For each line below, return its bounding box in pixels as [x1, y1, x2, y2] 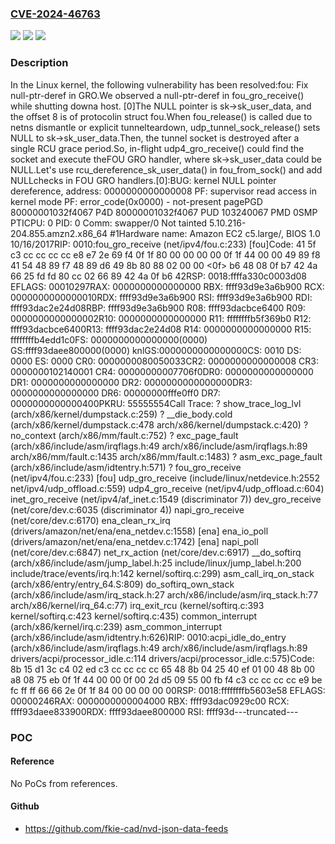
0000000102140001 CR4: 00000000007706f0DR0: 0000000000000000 [10, 365, 314, 377]
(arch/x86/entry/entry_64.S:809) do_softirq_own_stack [10, 578, 235, 590]
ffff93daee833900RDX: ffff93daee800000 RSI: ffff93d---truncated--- [10, 705, 299, 717]
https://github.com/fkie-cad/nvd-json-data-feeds [24, 822, 229, 834]
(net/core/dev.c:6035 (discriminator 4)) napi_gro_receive [10, 503, 245, 516]
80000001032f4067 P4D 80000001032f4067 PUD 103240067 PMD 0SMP [10, 206, 318, 218]
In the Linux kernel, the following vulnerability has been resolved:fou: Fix [10, 78, 309, 91]
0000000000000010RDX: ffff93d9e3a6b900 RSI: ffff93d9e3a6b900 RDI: [10, 291, 313, 303]
